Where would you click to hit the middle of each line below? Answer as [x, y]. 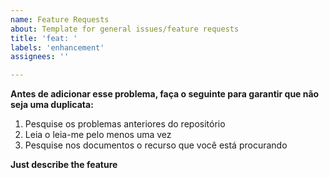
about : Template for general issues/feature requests [125, 29]
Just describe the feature [64, 165]
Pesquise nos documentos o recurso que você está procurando [156, 145]
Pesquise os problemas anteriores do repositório [125, 124]
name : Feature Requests [60, 19]
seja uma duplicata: [52, 105]
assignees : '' [40, 57]
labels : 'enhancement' [57, 47]
